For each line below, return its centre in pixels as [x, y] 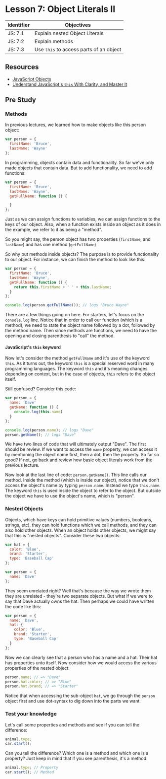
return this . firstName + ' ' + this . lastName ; [63, 287]
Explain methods [54, 41]
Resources [22, 67]
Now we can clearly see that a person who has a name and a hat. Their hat [81, 657]
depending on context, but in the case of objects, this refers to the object [80, 374]
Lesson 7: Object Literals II [60, 9]
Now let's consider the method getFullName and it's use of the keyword [77, 358]
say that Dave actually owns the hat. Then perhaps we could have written [80, 601]
